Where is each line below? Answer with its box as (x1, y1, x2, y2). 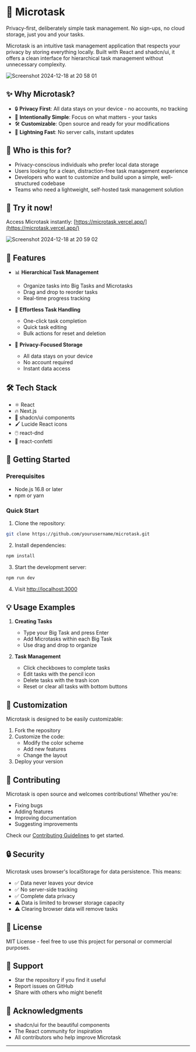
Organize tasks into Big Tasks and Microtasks (23, 282, 133, 289)
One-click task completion (23, 317, 87, 324)
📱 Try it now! (6, 203, 53, 213)
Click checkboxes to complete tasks (23, 664, 110, 671)
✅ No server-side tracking (14, 886, 78, 893)
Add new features (23, 746, 66, 753)
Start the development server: (14, 563, 87, 570)
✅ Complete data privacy (14, 892, 75, 899)
